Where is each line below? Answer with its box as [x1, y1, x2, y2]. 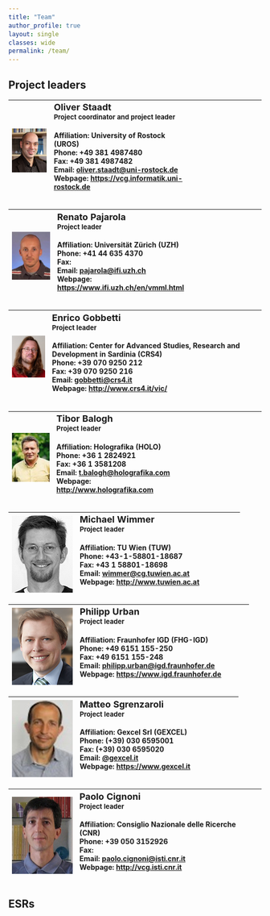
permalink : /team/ [8, 47, 70, 56]
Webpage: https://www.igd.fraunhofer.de [80, 669, 222, 679]
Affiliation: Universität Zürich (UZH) [56, 240, 179, 250]
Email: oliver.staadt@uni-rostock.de [53, 165, 178, 175]
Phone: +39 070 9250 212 [51, 358, 143, 368]
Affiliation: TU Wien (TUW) [80, 543, 171, 552]
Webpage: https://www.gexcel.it [80, 762, 191, 772]
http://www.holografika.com [55, 485, 154, 494]
